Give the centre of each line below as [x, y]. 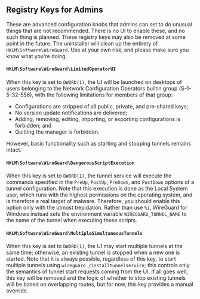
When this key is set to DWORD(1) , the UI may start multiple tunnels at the [95, 246]
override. [17, 291]
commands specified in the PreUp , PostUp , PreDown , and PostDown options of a [100, 182]
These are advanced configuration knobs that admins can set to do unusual [99, 24]
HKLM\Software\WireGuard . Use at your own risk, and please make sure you [98, 50]
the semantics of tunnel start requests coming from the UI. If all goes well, [97, 271]
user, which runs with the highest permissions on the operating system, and [99, 195]
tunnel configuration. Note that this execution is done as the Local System [97, 189]
